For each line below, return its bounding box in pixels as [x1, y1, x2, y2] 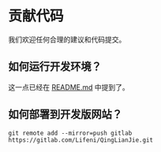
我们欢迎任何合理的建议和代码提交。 [8, 35, 126, 44]
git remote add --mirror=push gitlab [8, 129, 133, 137]
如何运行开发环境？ [8, 60, 102, 73]
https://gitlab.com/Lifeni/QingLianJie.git [8, 135, 154, 144]
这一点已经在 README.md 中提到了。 [8, 82, 129, 91]
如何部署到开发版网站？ [8, 108, 122, 121]
